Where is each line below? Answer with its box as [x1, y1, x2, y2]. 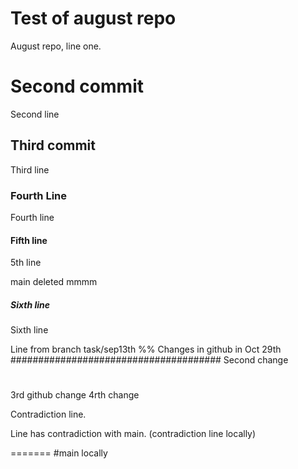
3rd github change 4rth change [10, 389, 140, 401]
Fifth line [10, 234, 48, 246]
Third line [10, 163, 50, 176]
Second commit [10, 75, 144, 98]
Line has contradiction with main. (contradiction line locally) [10, 428, 257, 440]
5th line [10, 257, 42, 269]
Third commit [10, 137, 96, 154]
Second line [10, 108, 60, 120]
